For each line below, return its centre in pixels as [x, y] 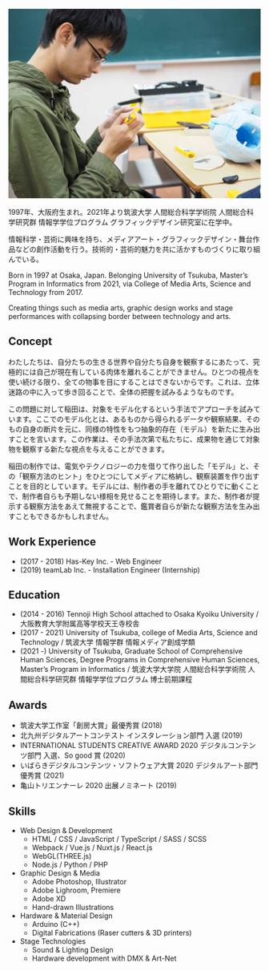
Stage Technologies [53, 941]
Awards [28, 705]
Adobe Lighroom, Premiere [76, 890]
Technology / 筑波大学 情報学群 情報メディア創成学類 [107, 642]
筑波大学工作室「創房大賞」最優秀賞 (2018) [91, 726]
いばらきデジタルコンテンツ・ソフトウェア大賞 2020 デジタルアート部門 [139, 766]
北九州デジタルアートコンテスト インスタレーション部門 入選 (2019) [131, 735]
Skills [22, 811]
